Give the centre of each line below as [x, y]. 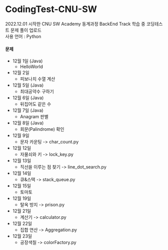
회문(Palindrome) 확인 [42, 129]
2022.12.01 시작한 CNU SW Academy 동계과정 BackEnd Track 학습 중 [75, 24]
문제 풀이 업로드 [26, 30]
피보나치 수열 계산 [37, 79]
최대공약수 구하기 [37, 92]
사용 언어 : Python [23, 36]
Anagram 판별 [34, 117]
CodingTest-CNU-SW [51, 9]
